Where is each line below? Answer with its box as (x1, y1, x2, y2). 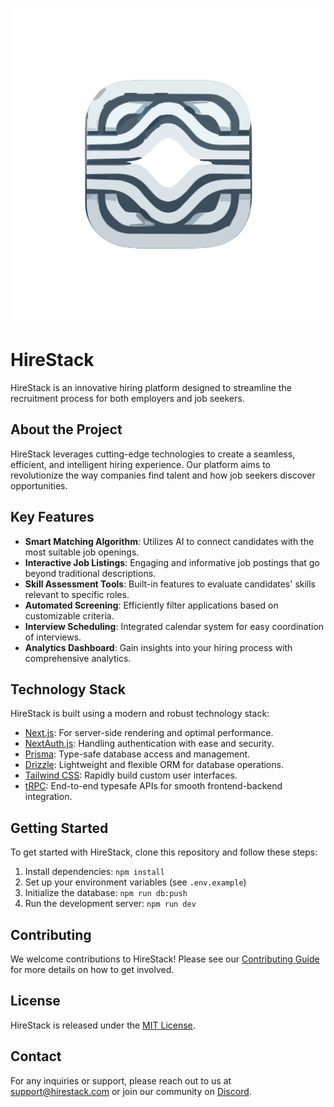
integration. (24, 791, 73, 803)
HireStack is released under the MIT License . (10, 1019, 196, 1031)
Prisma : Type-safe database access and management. (24, 748, 251, 760)
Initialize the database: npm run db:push (24, 887, 188, 899)
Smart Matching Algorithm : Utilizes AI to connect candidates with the (24, 535, 315, 547)
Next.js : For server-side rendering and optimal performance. (24, 727, 274, 739)
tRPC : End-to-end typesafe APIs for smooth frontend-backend (24, 780, 283, 792)
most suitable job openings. (24, 546, 140, 558)
